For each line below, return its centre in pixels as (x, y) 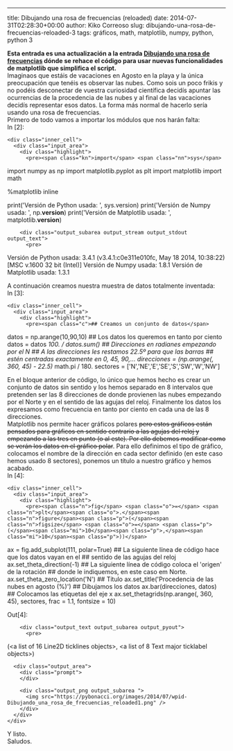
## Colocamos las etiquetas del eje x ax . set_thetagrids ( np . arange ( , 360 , (110, 594)
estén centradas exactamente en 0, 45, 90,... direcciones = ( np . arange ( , (110, 359)
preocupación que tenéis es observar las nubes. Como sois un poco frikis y (115, 83)
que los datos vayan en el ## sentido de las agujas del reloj (92, 557)
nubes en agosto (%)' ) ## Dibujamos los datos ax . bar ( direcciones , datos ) (112, 586)
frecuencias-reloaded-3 (42, 33)
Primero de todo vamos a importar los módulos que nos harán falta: (104, 120)
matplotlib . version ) (35, 220)
